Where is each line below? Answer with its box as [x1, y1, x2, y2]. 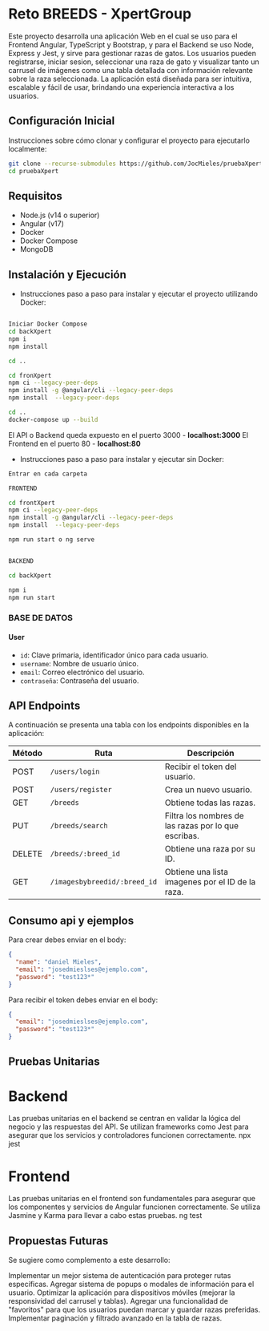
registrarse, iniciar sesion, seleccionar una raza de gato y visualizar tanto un [8, 57, 259, 67]
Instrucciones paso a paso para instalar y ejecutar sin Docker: [19, 454, 224, 463]
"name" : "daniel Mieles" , [15, 958, 102, 966]
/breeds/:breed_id [50, 849, 120, 859]
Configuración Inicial [8, 114, 115, 128]
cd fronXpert [8, 371, 52, 379]
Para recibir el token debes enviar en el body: [8, 995, 159, 1005]
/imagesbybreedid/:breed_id [50, 877, 158, 887]
